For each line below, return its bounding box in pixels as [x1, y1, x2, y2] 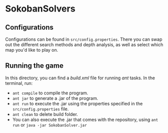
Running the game [5, 61, 64, 70]
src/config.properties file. [12, 106, 69, 112]
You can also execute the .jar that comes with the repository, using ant [12, 116, 158, 122]
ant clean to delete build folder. [12, 111, 78, 117]
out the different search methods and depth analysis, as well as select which [5, 42, 163, 48]
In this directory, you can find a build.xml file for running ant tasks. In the [5, 75, 155, 81]
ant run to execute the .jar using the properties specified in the [12, 100, 143, 106]
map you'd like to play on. [5, 47, 59, 53]
